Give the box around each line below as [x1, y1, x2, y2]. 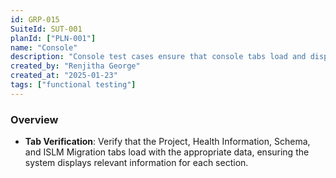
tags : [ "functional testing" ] [10, 80, 137, 90]
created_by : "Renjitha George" [10, 61, 141, 71]
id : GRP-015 [10, 14, 60, 25]
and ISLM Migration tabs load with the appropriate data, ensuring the [24, 146, 310, 158]
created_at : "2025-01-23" [10, 71, 118, 81]
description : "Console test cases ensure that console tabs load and [10, 52, 307, 62]
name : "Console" [10, 42, 78, 53]
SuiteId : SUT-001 [10, 24, 83, 34]
